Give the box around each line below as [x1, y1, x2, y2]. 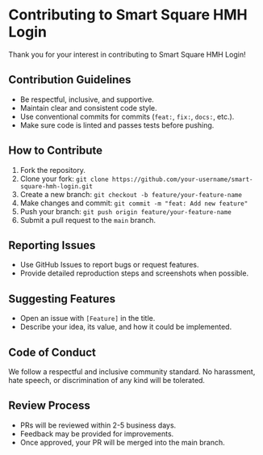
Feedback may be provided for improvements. [19, 428, 174, 438]
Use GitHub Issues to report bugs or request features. [19, 260, 199, 270]
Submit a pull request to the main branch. [19, 215, 156, 225]
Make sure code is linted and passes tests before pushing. [19, 120, 215, 130]
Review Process [8, 398, 90, 413]
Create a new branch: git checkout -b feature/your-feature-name [19, 189, 242, 199]
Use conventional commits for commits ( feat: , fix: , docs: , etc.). [19, 112, 235, 121]
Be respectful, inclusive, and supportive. [19, 95, 155, 104]
